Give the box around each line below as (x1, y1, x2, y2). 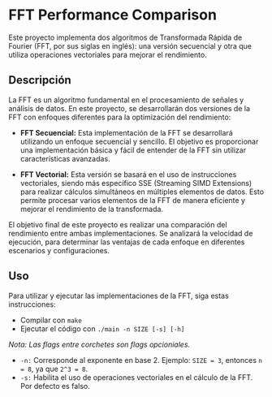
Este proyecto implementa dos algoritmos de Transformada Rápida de (8, 32, 243, 42)
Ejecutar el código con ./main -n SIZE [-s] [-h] (19, 323, 185, 334)
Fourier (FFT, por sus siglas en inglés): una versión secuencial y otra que (8, 41, 252, 50)
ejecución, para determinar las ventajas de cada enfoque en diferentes (8, 237, 245, 247)
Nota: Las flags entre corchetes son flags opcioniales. (8, 339, 191, 349)
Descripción (8, 73, 71, 87)
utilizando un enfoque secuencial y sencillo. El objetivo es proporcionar (19, 136, 259, 146)
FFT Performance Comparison (8, 6, 218, 24)
